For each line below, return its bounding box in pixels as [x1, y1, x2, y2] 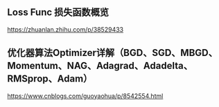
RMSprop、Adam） [7, 73, 93, 85]
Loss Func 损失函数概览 [7, 6, 109, 19]
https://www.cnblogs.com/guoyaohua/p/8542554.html [7, 92, 164, 100]
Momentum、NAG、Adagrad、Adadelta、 [7, 60, 193, 72]
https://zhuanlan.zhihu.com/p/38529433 [7, 25, 123, 33]
